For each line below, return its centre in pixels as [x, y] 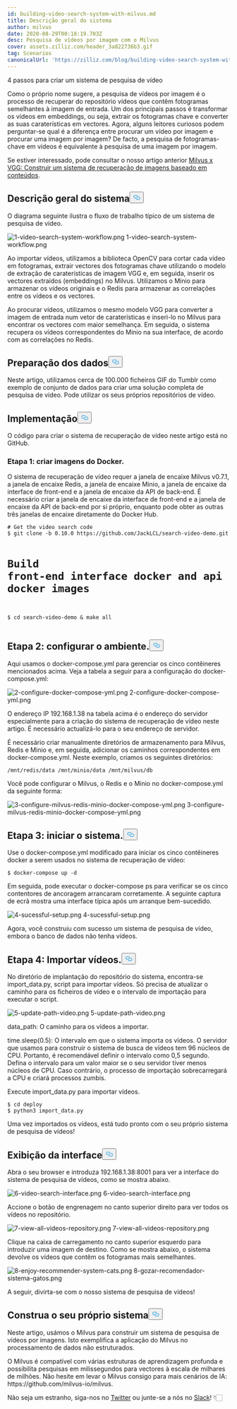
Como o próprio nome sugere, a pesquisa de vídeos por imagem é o [107, 93]
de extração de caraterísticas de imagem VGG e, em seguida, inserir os [111, 273]
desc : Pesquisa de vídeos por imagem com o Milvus [83, 40]
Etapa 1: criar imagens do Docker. [66, 462]
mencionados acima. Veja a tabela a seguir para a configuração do [104, 671]
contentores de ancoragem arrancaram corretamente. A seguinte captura [114, 894]
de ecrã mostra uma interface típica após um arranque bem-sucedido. [110, 901]
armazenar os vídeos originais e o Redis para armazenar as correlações [112, 288]
